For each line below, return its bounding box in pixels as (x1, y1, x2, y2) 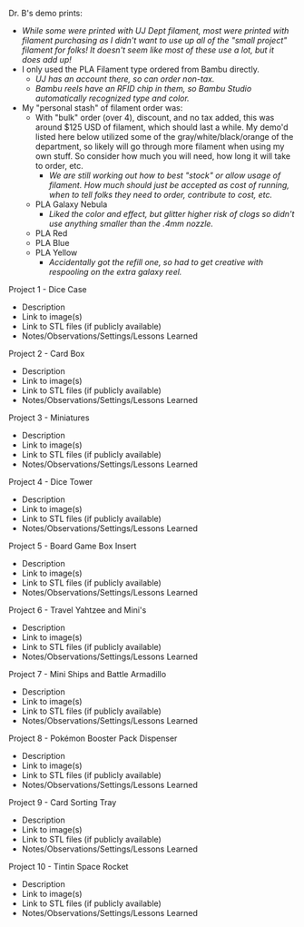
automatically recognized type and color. (34, 93, 190, 104)
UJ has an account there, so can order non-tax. (34, 74, 215, 84)
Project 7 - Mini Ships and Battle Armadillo (8, 669, 167, 679)
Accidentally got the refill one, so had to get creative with (48, 257, 264, 267)
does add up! (21, 54, 72, 64)
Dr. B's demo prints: (8, 8, 83, 18)
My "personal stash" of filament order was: (21, 103, 183, 113)
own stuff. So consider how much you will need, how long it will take (34, 151, 291, 162)
